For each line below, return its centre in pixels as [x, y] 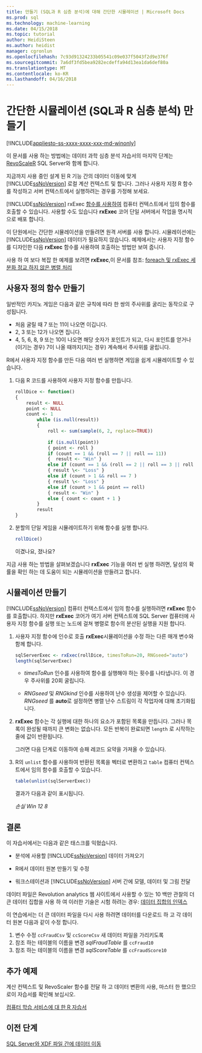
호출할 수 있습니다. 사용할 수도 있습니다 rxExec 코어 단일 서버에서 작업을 [91, 211]
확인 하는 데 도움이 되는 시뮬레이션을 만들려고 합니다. [79, 572]
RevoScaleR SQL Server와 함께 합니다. [53, 163]
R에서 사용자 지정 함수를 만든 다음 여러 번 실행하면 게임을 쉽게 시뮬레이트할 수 [97, 359]
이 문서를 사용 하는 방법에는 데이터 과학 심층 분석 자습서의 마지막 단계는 [90, 156]
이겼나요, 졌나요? [35, 551]
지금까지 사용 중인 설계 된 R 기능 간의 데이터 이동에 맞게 [71, 176]
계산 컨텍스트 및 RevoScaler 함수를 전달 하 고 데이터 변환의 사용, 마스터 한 [93, 987]
